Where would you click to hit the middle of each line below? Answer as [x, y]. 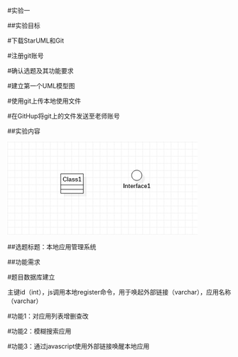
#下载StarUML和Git [36, 40]
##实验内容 [24, 131]
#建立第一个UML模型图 [41, 86]
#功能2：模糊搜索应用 [39, 331]
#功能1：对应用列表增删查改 [48, 316]
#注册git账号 [26, 56]
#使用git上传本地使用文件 [44, 101]
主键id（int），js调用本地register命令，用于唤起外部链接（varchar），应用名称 [119, 292]
